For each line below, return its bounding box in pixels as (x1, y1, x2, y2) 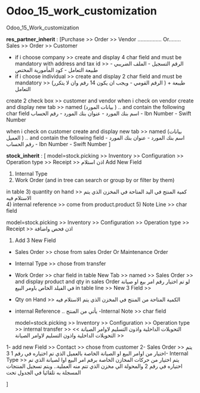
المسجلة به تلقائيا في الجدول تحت (6, 368, 81, 376)
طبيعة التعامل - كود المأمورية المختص (14, 66, 99, 73)
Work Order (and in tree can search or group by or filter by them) (14, 176, 175, 183)
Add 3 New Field (14, 237, 56, 244)
